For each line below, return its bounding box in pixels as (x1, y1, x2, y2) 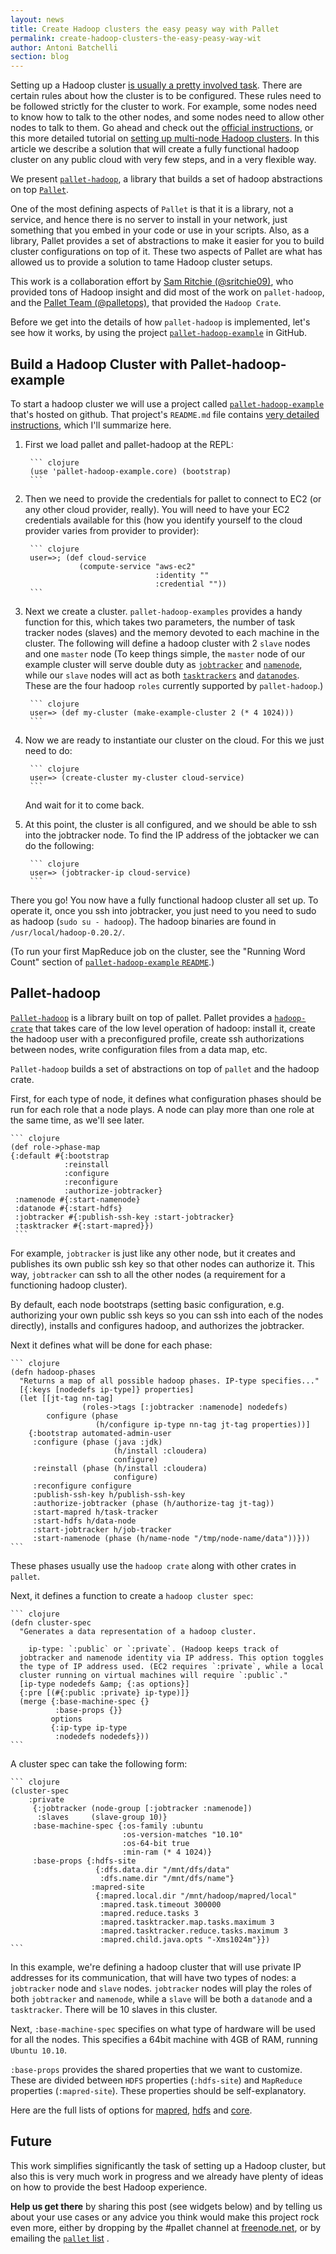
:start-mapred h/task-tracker (32, 1507, 159, 1517)
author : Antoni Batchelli (10, 42, 118, 53)
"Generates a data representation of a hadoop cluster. (19, 1626, 257, 1636)
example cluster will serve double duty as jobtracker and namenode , (24, 658, 303, 670)
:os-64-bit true (121, 1838, 190, 1848)
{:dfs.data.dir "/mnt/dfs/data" (95, 1864, 230, 1875)
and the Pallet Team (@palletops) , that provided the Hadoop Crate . (10, 297, 282, 309)
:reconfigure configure (32, 1481, 132, 1491)
